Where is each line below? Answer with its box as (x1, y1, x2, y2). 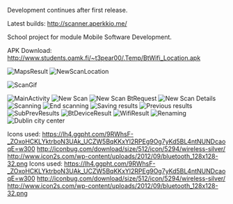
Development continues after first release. (7, 6, 128, 14)
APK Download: (7, 47, 52, 54)
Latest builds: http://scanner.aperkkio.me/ (7, 19, 127, 27)
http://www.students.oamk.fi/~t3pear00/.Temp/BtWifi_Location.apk (7, 54, 201, 62)
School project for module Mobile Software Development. (7, 33, 172, 41)
